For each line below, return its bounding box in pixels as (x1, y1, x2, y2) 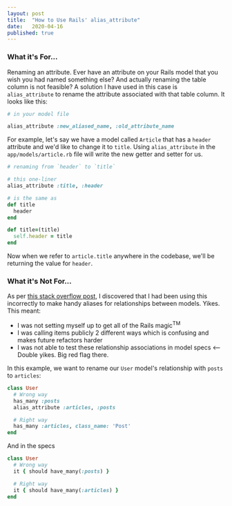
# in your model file (7, 110, 70, 117)
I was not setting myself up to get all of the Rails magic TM (17, 320, 181, 329)
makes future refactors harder (17, 336, 103, 344)
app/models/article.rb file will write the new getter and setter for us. (7, 150, 204, 159)
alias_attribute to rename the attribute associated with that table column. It (7, 90, 225, 98)
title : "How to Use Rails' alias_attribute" (7, 17, 140, 23)
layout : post (7, 10, 45, 17)
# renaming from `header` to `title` (7, 164, 116, 171)
